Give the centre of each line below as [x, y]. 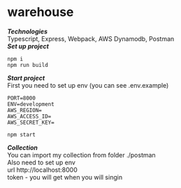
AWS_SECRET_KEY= [31, 123]
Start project [26, 78]
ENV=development [31, 104]
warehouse [41, 12]
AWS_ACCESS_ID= [29, 116]
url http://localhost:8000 [43, 170]
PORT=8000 [22, 98]
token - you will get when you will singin [65, 177]
